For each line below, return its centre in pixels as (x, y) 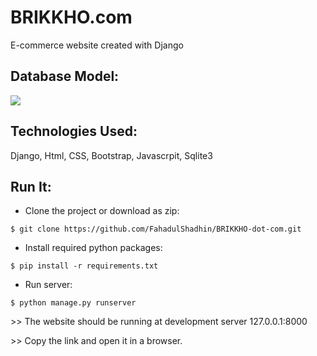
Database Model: (65, 76)
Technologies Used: (74, 131)
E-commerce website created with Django (97, 45)
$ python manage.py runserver (73, 303)
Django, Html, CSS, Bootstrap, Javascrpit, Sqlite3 (111, 155)
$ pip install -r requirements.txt (84, 266)
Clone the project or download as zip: (102, 211)
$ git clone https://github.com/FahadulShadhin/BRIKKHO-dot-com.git (156, 229)
